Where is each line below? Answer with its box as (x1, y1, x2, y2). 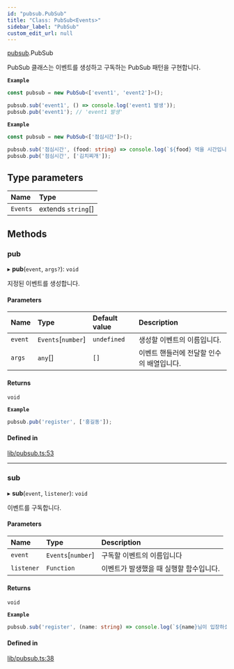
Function (46, 564, 75, 572)
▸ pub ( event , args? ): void (7, 265, 79, 273)
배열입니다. (146, 359, 181, 369)
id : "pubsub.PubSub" (7, 10, 68, 17)
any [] (37, 353, 54, 363)
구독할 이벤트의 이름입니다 (101, 550, 182, 560)
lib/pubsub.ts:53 (7, 449, 54, 457)
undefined (93, 336, 125, 344)
